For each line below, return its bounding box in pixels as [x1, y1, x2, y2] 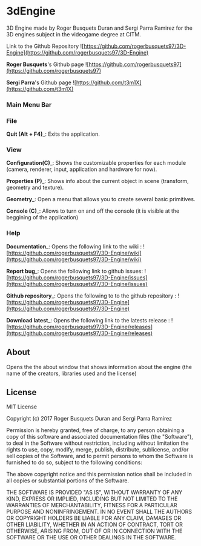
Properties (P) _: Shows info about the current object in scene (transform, [6, 178, 189, 185]
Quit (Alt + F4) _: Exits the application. [6, 130, 100, 138]
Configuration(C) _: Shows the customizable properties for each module [6, 159, 186, 167]
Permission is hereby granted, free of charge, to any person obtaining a [6, 427, 185, 434]
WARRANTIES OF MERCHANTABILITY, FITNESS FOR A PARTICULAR [6, 502, 177, 509]
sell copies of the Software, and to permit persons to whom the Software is [6, 453, 194, 460]
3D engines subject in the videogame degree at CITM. [6, 30, 141, 38]
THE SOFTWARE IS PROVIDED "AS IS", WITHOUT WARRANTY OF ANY [6, 489, 183, 496]
